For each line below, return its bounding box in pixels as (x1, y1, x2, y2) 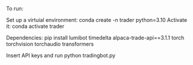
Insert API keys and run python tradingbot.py (6, 52, 115, 58)
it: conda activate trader (6, 23, 65, 30)
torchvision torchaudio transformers (6, 41, 94, 47)
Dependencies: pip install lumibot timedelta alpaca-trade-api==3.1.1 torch (6, 34, 185, 41)
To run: (6, 5, 24, 12)
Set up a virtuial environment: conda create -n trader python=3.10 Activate (6, 17, 188, 23)
